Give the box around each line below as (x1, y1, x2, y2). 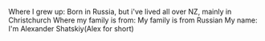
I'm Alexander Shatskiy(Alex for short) (8, 24, 134, 33)
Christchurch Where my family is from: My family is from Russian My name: (8, 15, 258, 25)
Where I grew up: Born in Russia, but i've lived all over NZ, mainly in (8, 7, 232, 16)
